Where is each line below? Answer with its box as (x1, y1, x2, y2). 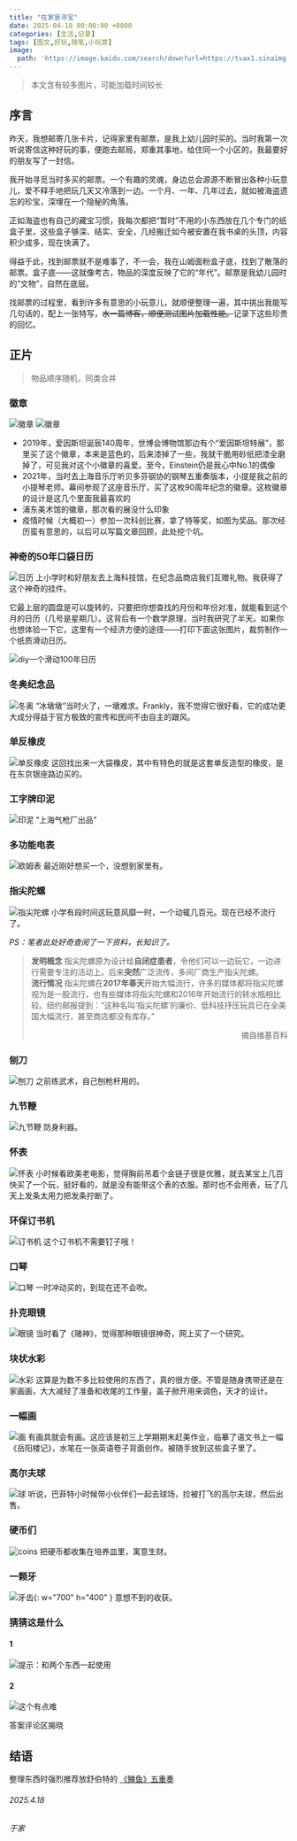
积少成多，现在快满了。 (9, 236, 95, 248)
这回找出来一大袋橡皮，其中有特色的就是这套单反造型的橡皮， (50, 757, 276, 768)
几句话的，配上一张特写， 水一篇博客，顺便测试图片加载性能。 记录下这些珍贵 (9, 307, 288, 319)
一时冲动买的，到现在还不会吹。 (34, 1282, 152, 1293)
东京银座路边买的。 (16, 768, 87, 779)
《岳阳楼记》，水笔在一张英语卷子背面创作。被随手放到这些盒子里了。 (9, 1443, 261, 1453)
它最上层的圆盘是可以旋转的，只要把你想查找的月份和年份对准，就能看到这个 (9, 602, 288, 613)
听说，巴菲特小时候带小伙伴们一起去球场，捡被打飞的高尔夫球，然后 (27, 1489, 276, 1499)
